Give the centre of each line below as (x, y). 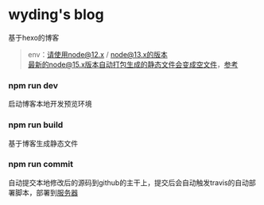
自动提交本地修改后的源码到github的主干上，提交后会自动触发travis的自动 (128, 182)
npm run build (36, 125)
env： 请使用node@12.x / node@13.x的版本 (98, 54)
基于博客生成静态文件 (43, 143)
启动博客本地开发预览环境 (50, 104)
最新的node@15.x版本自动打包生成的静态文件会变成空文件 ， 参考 (133, 64)
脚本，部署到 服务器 (46, 192)
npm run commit (41, 164)
